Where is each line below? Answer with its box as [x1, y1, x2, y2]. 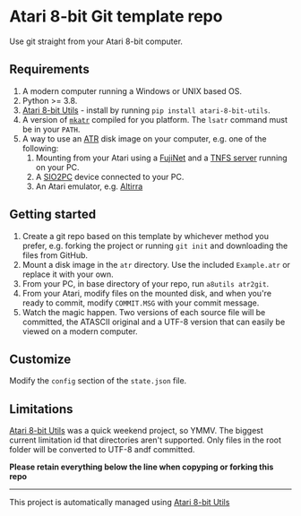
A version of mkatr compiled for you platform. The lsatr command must [21, 114, 288, 125]
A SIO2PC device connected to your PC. [35, 171, 185, 182]
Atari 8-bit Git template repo [9, 6, 223, 27]
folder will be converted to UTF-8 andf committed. [9, 444, 195, 455]
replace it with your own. [21, 269, 114, 279]
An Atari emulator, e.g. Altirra [35, 181, 143, 192]
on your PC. [35, 161, 80, 172]
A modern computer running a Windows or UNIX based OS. [21, 85, 243, 96]
